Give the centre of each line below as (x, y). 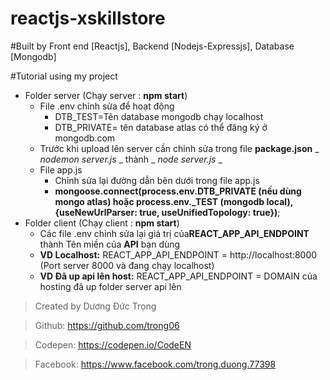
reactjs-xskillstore (88, 18)
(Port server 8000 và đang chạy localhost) (127, 265)
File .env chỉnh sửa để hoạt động (107, 106)
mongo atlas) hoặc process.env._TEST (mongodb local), (173, 201)
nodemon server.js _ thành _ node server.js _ (131, 159)
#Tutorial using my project (64, 76)
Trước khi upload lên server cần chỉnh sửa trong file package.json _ (179, 148)
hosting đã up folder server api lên (110, 286)
